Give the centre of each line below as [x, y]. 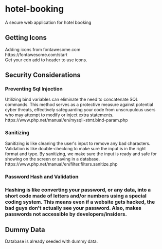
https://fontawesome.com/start [36, 54]
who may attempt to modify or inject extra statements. [59, 115]
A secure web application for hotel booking [48, 22]
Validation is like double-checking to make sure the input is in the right [75, 148]
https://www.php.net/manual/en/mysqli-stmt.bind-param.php [66, 120]
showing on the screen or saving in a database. [53, 159]
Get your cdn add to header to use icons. [46, 60]
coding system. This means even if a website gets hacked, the [80, 202]
